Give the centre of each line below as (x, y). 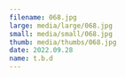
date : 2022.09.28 (41, 50)
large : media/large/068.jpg (61, 26)
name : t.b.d (31, 58)
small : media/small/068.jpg (61, 34)
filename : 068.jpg (43, 17)
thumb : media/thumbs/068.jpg (63, 42)
